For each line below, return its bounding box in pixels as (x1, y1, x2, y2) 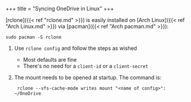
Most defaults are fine (23, 56, 77, 63)
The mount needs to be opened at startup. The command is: (14, 74, 161, 81)
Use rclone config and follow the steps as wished (14, 44, 138, 52)
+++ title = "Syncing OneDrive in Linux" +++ (5, 5, 114, 12)
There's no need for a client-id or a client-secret (23, 62, 149, 69)
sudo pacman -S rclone (5, 34, 62, 40)
